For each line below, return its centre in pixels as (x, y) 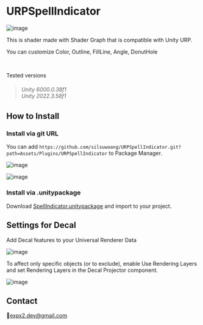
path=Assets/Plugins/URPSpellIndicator (57, 154)
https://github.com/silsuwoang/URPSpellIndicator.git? (110, 148)
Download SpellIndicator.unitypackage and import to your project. (89, 206)
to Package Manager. (136, 153)
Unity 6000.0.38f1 (44, 89)
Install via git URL (33, 134)
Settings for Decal (41, 225)
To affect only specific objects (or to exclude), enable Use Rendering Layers (102, 263)
